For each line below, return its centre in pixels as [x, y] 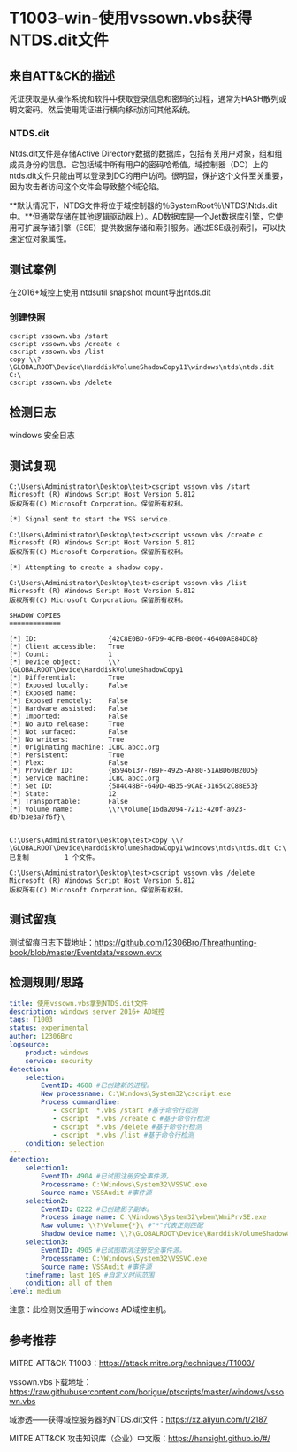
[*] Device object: [45, 662]
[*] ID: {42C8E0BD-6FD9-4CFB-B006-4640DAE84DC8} [134, 639]
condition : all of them [69, 1283]
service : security [59, 1061]
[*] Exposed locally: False [69, 686]
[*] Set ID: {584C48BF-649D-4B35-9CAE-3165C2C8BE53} [134, 786]
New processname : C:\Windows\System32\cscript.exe [136, 1094]
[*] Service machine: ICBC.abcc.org [85, 779]
